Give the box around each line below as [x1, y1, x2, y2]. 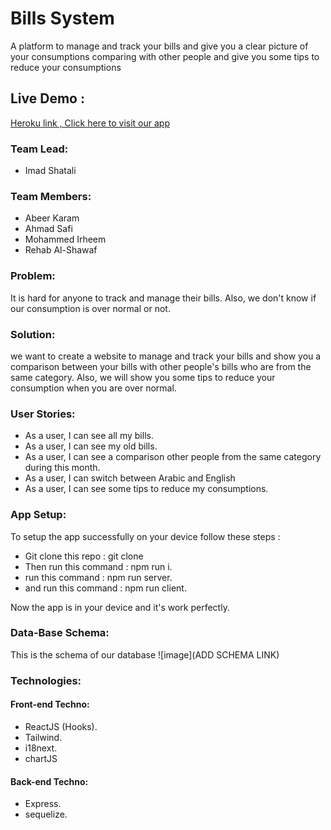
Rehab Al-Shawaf [24, 244, 98, 256]
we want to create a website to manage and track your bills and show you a [10, 350, 322, 362]
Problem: [10, 269, 56, 283]
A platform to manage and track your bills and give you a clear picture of [10, 40, 309, 52]
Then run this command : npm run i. [24, 560, 173, 572]
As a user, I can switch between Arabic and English [24, 472, 236, 484]
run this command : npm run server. [24, 571, 173, 583]
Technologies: [10, 673, 82, 687]
